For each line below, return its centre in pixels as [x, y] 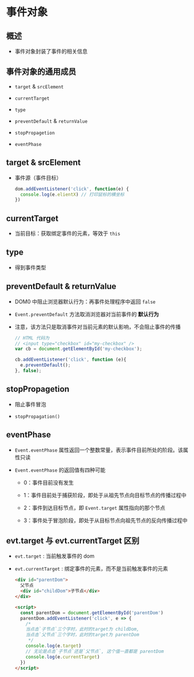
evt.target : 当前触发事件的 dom [54, 556]
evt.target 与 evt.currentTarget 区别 [73, 541]
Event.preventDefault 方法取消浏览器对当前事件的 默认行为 [87, 314]
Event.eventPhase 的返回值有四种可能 [60, 470]
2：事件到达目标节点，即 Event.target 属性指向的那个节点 [94, 507]
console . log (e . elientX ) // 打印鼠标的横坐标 [72, 194]
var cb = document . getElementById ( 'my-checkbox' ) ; [78, 349]
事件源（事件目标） [38, 177]
